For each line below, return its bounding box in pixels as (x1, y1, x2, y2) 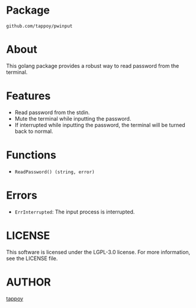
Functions (6, 148, 56, 161)
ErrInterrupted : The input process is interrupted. (14, 208, 135, 215)
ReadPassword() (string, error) (14, 169, 95, 175)
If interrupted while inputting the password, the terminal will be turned (14, 121, 185, 128)
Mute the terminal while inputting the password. (14, 115, 131, 122)
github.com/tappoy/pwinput (6, 23, 73, 29)
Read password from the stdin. (14, 109, 90, 116)
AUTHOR (6, 275, 52, 288)
